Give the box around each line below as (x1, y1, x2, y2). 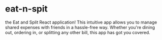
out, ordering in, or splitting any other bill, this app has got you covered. (5, 29, 150, 35)
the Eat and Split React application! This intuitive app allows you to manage (5, 19, 158, 25)
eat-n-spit (5, 3, 48, 14)
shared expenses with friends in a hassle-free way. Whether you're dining (5, 24, 155, 30)
